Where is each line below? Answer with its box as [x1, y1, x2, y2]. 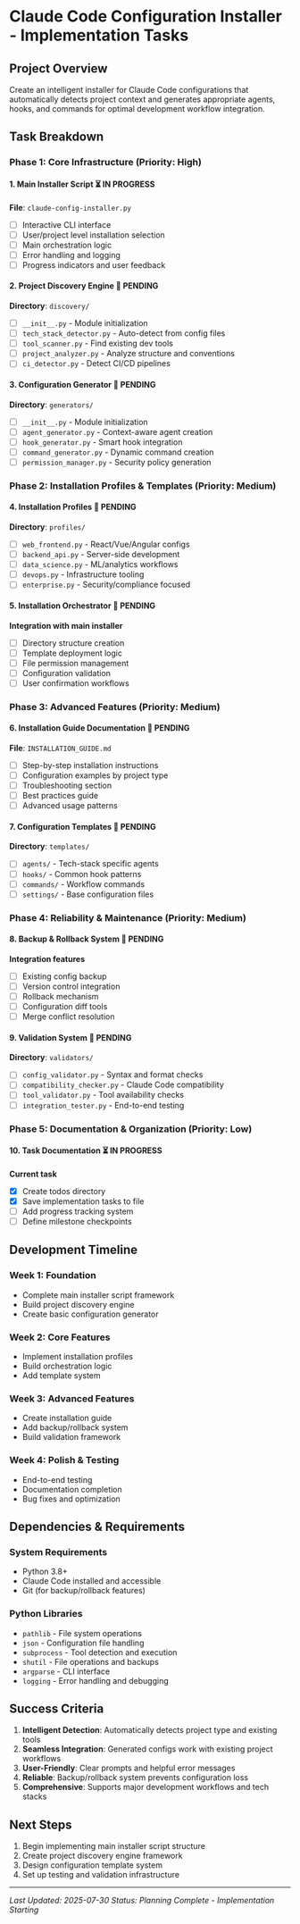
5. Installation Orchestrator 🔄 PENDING [9, 600, 156, 611]
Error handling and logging [21, 249, 121, 260]
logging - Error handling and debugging [21, 1675, 169, 1686]
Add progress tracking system [21, 1206, 134, 1217]
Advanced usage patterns [21, 800, 118, 811]
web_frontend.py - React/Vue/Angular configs [21, 539, 190, 549]
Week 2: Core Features [9, 1331, 111, 1343]
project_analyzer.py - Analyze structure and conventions [21, 348, 235, 359]
